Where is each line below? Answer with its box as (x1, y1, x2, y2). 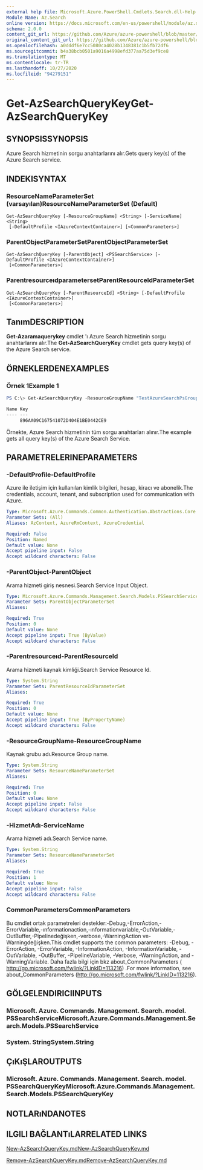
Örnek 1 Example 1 (6, 381, 59, 390)
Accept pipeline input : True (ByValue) (6, 632, 107, 639)
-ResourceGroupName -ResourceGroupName (6, 737, 142, 745)
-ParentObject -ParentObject (6, 568, 92, 576)
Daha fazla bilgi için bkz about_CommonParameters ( (50, 958, 182, 965)
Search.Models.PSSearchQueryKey (6, 1090, 114, 1099)
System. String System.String (6, 1037, 94, 1046)
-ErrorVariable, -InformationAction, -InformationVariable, (37, 945, 178, 952)
